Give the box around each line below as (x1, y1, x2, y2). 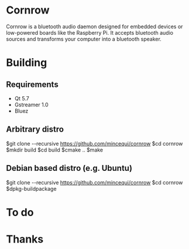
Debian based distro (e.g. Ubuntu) (6, 163, 133, 173)
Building (6, 56, 47, 69)
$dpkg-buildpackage (6, 185, 57, 192)
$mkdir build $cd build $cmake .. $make (6, 146, 104, 153)
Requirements (6, 79, 59, 89)
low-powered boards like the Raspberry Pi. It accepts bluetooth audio (6, 29, 174, 36)
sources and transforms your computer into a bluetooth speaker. (6, 35, 162, 42)
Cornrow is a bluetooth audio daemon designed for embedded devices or (6, 23, 183, 30)
